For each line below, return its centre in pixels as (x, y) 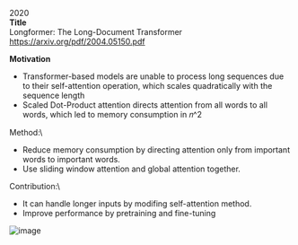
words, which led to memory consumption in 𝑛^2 (112, 114)
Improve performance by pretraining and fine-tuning (119, 213)
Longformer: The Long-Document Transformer (96, 32)
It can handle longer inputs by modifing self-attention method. (137, 204)
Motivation (30, 59)
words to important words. (71, 159)
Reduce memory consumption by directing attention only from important (156, 150)
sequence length (53, 95)
